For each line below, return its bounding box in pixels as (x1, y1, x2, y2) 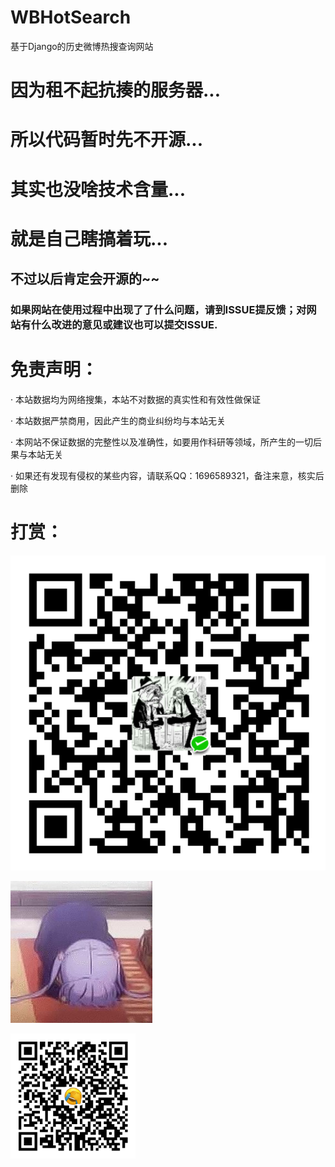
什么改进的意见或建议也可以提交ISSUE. (30, 318, 218, 331)
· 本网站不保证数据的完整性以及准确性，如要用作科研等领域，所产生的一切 (10, 436, 313, 448)
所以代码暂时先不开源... (10, 129, 204, 151)
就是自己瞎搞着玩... (10, 227, 169, 250)
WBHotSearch (10, 6, 132, 29)
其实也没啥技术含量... (10, 178, 187, 201)
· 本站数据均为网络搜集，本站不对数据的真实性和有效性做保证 (10, 393, 261, 405)
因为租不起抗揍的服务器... (10, 79, 222, 102)
